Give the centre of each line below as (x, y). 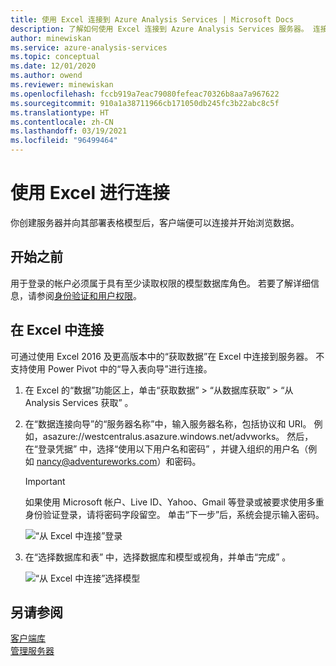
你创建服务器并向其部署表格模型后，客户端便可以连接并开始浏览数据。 (155, 222)
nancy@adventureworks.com (97, 461)
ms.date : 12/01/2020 (53, 66)
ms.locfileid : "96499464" (64, 141)
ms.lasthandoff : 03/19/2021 (69, 131)
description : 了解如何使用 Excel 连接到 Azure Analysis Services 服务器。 (159, 29)
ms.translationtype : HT (60, 112)
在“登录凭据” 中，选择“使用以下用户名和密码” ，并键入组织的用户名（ (166, 448)
